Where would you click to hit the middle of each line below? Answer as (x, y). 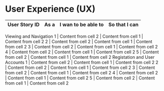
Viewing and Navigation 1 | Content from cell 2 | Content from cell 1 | (74, 36)
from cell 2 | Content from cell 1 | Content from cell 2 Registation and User (80, 57)
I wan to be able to (82, 24)
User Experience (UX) (50, 9)
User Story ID (24, 24)
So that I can (123, 24)
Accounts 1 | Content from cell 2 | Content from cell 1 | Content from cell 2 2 (82, 62)
